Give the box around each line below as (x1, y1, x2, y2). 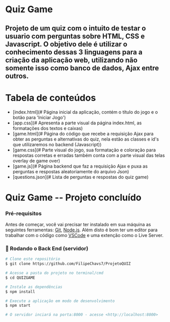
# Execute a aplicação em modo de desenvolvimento (5, 298, 115, 304)
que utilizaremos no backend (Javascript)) (12, 141, 102, 147)
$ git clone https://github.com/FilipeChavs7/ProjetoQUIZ (5, 261, 131, 266)
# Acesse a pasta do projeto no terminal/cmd (5, 271, 103, 276)
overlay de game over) (12, 157, 60, 164)
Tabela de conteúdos (5, 92, 96, 103)
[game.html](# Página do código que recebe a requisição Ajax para (12, 130, 154, 137)
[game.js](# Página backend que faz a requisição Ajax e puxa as (12, 163, 148, 169)
